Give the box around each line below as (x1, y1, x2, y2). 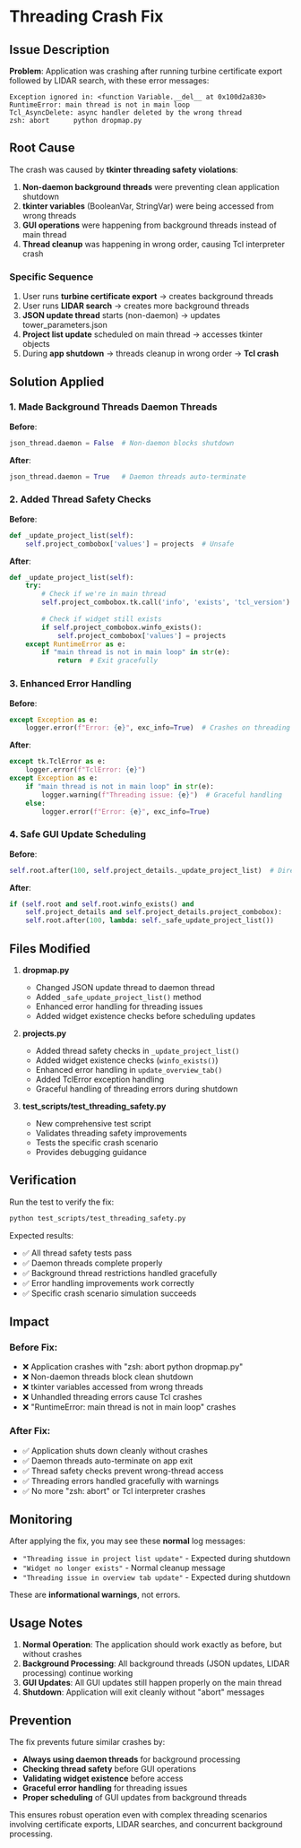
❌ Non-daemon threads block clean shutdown (21, 1371, 194, 1382)
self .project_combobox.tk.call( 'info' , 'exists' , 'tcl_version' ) (41, 598, 291, 607)
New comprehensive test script (35, 1118, 151, 1128)
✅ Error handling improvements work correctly (21, 1277, 194, 1288)
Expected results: (9, 1230, 74, 1240)
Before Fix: (9, 1342, 58, 1353)
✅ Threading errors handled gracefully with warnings (21, 1475, 219, 1486)
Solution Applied (9, 374, 105, 389)
